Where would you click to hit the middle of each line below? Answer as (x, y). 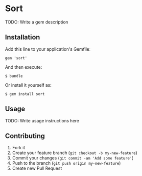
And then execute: (24, 67)
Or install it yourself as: (28, 85)
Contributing (25, 136)
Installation (23, 37)
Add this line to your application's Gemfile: (48, 49)
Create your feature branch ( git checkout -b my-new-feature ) (75, 153)
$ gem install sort (25, 94)
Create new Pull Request (37, 168)
